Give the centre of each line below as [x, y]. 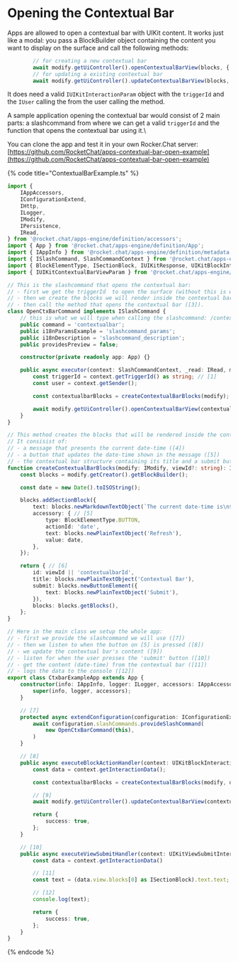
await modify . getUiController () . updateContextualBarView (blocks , [131, 81]
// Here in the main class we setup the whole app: [85, 632]
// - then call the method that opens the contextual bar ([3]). [106, 305]
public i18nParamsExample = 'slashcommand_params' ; [98, 331]
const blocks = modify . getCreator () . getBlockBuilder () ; [104, 475]
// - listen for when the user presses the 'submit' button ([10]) [109, 658]
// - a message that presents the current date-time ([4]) [96, 448]
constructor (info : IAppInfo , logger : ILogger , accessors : [107, 685]
